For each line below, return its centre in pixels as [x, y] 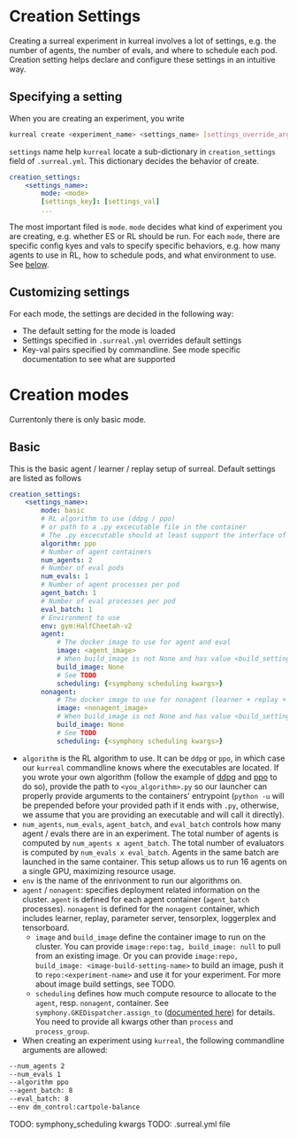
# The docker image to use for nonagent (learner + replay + [171, 700]
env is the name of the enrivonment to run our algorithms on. [132, 880]
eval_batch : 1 [67, 609]
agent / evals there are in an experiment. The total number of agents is [150, 833]
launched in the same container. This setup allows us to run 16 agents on [154, 862]
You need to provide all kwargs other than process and [134, 1021]
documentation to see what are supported [99, 359]
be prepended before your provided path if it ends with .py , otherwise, [150, 805]
